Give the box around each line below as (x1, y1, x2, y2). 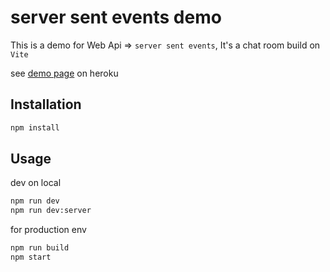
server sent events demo (10, 6, 222, 29)
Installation (10, 96, 82, 113)
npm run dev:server (10, 206, 92, 216)
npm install (10, 122, 60, 133)
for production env (10, 224, 87, 236)
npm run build (10, 243, 70, 253)
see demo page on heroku (10, 67, 119, 79)
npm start (10, 252, 52, 263)
